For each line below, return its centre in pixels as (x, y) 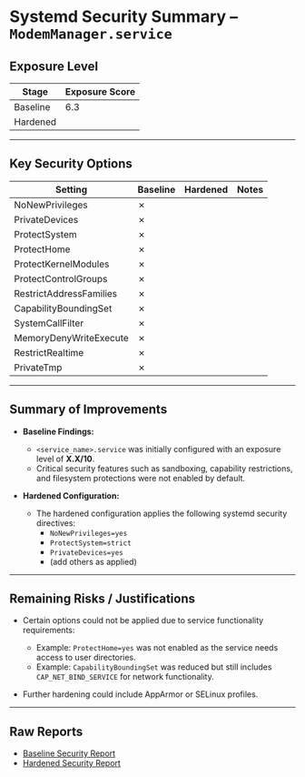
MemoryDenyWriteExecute (71, 338)
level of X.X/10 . (65, 459)
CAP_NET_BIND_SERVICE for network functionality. (125, 677)
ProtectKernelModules (62, 264)
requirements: (49, 631)
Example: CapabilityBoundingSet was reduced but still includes (154, 667)
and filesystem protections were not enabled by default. (141, 478)
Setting (71, 189)
